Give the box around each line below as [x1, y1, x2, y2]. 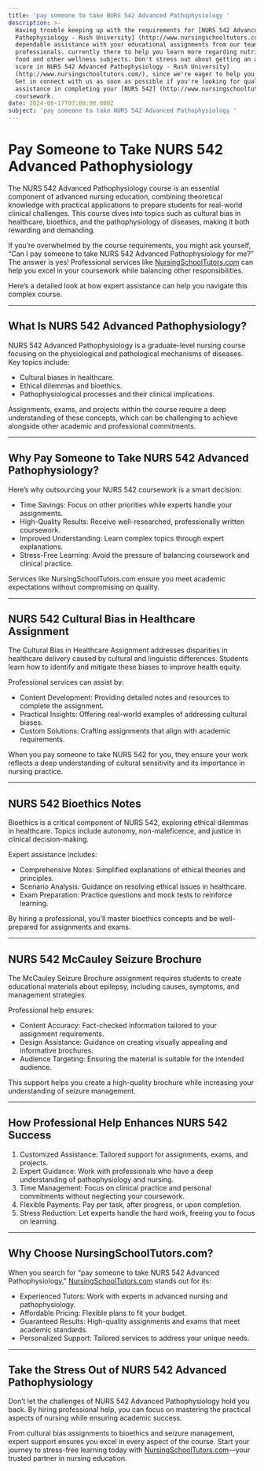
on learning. [19, 1217, 59, 1226]
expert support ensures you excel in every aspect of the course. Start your [8, 1437, 250, 1447]
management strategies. [8, 990, 87, 999]
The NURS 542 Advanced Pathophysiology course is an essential [8, 183, 220, 193]
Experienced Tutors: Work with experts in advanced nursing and [19, 1291, 228, 1301]
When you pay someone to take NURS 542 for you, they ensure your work [8, 750, 248, 760]
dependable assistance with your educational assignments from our [15, 41, 241, 49]
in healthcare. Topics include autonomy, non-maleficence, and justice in [8, 827, 241, 836]
